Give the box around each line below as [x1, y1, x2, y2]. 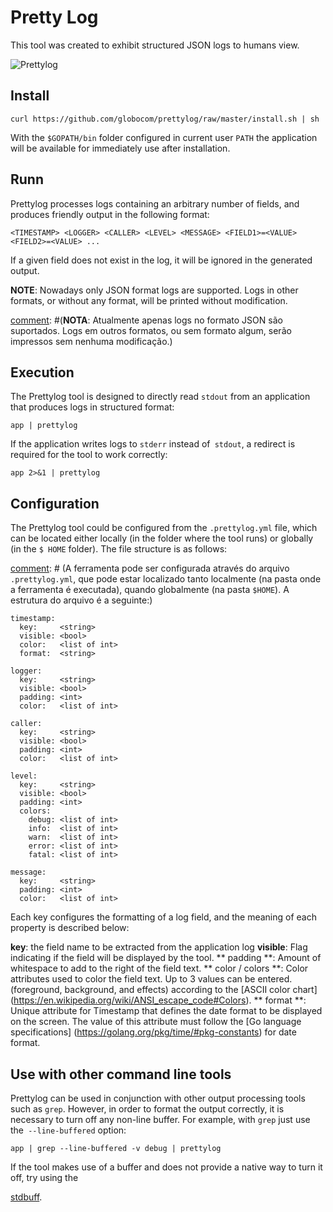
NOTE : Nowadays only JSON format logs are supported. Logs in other [10, 284, 299, 296]
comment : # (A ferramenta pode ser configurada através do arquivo [10, 562, 290, 575]
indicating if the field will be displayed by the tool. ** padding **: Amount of [10, 952, 322, 964]
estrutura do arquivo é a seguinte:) [10, 594, 153, 606]
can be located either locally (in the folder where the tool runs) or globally [10, 532, 314, 545]
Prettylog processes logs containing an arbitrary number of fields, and [10, 197, 300, 210]
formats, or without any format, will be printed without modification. [10, 294, 288, 306]
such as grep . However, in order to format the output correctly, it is [10, 1103, 285, 1115]
